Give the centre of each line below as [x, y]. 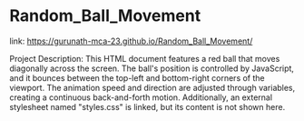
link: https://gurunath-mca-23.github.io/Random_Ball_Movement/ [131, 41]
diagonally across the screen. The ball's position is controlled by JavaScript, [152, 68]
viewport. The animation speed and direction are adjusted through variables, [152, 87]
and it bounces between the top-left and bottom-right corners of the [137, 77]
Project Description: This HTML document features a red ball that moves [145, 58]
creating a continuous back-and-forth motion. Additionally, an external [141, 97]
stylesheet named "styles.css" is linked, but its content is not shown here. [147, 106]
